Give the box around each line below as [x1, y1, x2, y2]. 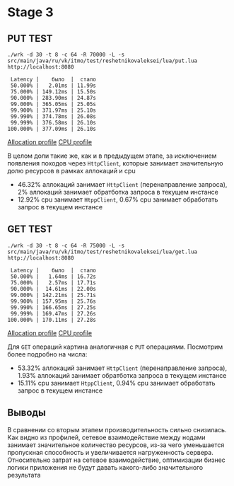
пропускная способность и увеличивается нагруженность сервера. [7, 448, 213, 456]
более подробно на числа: [7, 349, 88, 358]
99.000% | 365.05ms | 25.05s [10, 100, 97, 108]
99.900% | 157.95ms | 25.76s [10, 298, 97, 305]
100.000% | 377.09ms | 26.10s [7, 125, 97, 132]
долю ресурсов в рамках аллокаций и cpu [7, 167, 136, 175]
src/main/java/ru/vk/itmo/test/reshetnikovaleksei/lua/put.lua [7, 57, 198, 64]
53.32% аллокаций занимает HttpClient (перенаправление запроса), [17, 364, 228, 372]
